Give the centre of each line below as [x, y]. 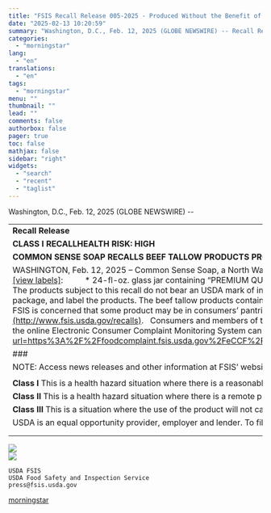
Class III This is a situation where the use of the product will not [132, 409]
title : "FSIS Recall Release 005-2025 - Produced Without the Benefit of [135, 16]
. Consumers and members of [199, 320]
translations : [32, 69]
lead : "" [23, 114]
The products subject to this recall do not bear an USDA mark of [134, 290]
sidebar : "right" [38, 158]
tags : [17, 83]
